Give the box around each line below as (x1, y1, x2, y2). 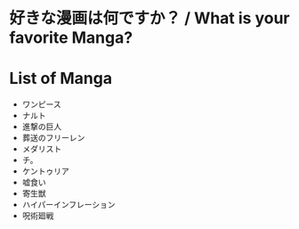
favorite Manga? (9, 28, 133, 48)
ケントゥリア (21, 166, 69, 176)
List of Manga (9, 69, 113, 89)
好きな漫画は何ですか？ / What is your (9, 8, 291, 29)
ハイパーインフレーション (21, 200, 116, 210)
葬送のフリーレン (21, 133, 85, 143)
